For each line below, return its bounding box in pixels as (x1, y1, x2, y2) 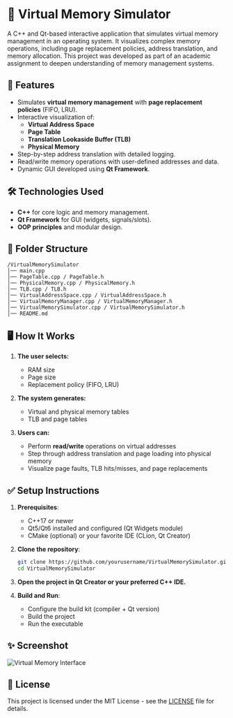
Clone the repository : (17, 545, 81, 553)
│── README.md (7, 310, 49, 317)
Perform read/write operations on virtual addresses (27, 442, 177, 450)
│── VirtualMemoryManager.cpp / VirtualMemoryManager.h (7, 298, 172, 305)
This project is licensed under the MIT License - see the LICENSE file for (7, 697, 214, 705)
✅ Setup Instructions (7, 485, 99, 497)
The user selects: (17, 352, 70, 360)
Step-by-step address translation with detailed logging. (17, 149, 176, 158)
